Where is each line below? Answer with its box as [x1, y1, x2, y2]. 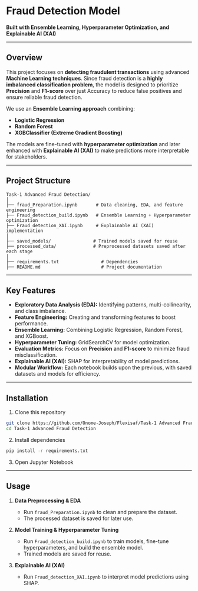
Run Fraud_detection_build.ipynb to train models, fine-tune [23, 537, 169, 545]
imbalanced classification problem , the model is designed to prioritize [6, 81, 179, 88]
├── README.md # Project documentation [6, 264, 162, 270]
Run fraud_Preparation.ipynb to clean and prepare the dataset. [23, 508, 178, 515]
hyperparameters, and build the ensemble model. [23, 544, 143, 551]
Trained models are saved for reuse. [23, 550, 112, 557]
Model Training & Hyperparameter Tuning [14, 526, 119, 533]
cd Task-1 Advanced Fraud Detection [6, 426, 96, 432]
